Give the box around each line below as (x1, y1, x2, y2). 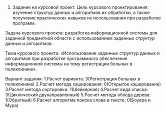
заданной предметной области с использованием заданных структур (5, 35, 155, 41)
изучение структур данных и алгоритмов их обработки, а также (12, 9, 150, 15)
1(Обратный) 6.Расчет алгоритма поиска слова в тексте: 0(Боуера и (5, 97, 151, 103)
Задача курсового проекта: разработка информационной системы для (5, 30, 157, 35)
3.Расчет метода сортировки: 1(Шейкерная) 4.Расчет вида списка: (5, 86, 148, 92)
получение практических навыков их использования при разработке (12, 15, 161, 20)
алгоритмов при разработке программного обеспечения (5, 55, 127, 61)
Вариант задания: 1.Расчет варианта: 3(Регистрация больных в (5, 76, 140, 81)
